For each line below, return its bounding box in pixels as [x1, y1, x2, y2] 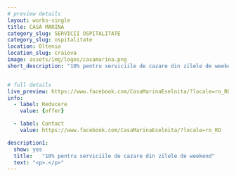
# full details [7, 81, 52, 88]
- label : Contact [13, 120, 65, 127]
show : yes [13, 145, 42, 153]
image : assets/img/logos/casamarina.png [7, 56, 128, 63]
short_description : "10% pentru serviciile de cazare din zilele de [7, 63, 212, 70]
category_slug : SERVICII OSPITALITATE [7, 29, 121, 37]
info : [7, 94, 23, 102]
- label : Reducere [13, 101, 68, 108]
